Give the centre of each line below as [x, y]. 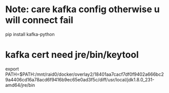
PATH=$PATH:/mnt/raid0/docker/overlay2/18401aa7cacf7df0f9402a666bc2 [84, 74]
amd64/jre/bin [20, 85]
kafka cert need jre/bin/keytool [72, 55]
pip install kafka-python [30, 34]
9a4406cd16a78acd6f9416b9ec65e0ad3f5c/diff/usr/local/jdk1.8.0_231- [80, 79]
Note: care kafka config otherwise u [82, 9]
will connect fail [39, 20]
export [12, 69]
